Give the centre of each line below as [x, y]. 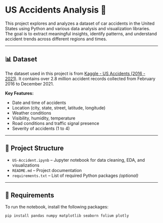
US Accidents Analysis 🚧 [56, 10]
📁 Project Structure [34, 148]
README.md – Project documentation [47, 170]
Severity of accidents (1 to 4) [41, 128]
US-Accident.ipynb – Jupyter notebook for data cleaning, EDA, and [78, 160]
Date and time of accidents [39, 103]
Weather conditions [32, 113]
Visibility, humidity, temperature [44, 118]
